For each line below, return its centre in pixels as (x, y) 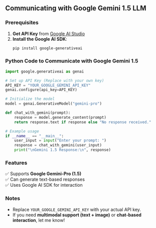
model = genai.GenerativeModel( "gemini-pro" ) (53, 104)
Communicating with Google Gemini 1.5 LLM (76, 8)
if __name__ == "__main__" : (35, 136)
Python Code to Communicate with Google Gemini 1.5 (72, 61)
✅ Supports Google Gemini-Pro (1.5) (43, 174)
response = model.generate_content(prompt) (60, 117)
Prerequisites (22, 23)
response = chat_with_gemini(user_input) (58, 145)
